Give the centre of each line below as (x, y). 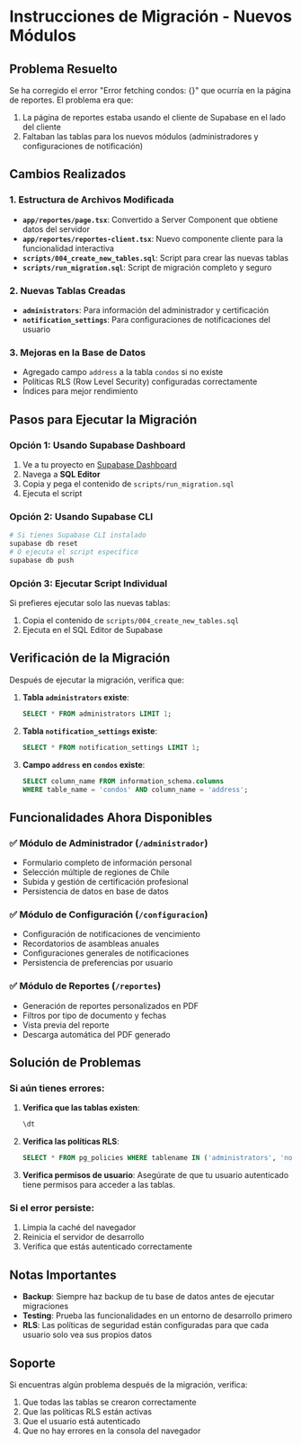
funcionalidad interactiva (68, 248)
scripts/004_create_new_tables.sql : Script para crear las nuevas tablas (155, 257)
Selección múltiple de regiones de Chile (96, 872)
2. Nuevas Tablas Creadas (67, 290)
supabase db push (42, 560)
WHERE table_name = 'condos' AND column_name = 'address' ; (135, 789)
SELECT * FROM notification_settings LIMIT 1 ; (111, 747)
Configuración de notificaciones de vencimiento (111, 934)
